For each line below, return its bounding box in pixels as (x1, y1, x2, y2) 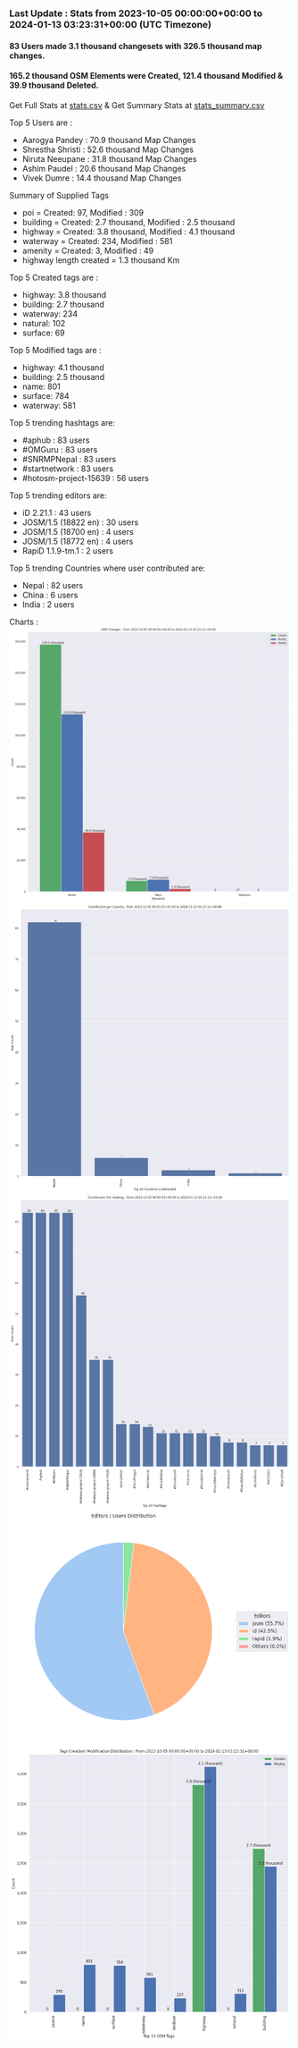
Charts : (9, 616, 38, 627)
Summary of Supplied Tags (9, 190, 110, 200)
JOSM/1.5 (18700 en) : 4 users (21, 526, 134, 537)
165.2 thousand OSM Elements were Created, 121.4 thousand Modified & (9, 71, 284, 81)
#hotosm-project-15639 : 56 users (21, 472, 149, 483)
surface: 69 (21, 327, 65, 338)
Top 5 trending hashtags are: (9, 417, 116, 427)
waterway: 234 (21, 308, 79, 319)
